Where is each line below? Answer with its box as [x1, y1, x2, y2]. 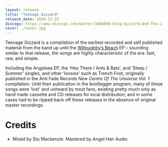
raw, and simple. [5, 55, 39, 61]
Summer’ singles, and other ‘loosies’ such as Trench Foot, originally [5, 70, 144, 76]
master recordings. [5, 102, 44, 108]
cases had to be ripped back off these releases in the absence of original [5, 97, 156, 103]
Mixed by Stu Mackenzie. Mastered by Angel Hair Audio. [12, 136, 129, 142]
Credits [5, 120, 36, 131]
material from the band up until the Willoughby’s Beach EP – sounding [5, 45, 148, 51]
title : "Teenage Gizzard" [5, 12, 59, 17]
